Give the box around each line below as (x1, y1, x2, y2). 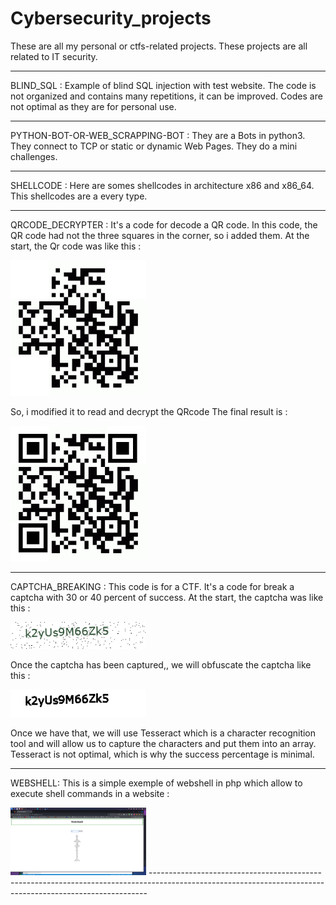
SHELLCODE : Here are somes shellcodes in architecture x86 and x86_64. (10, 179, 315, 191)
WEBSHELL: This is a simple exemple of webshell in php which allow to (10, 777, 303, 789)
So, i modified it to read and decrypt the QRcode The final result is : (10, 405, 288, 417)
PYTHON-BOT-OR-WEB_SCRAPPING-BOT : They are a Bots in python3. (10, 129, 306, 141)
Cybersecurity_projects (10, 7, 212, 30)
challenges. (10, 150, 58, 162)
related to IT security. (10, 50, 98, 62)
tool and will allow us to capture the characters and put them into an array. (10, 737, 317, 749)
